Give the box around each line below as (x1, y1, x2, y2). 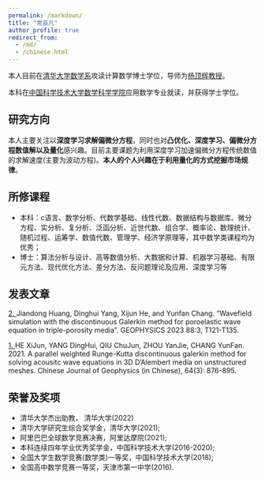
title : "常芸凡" (8, 19, 58, 27)
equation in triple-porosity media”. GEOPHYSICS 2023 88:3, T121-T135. (8, 325, 239, 335)
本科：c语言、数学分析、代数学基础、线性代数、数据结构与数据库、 (19, 212, 238, 222)
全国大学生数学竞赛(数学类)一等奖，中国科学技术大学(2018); (19, 453, 215, 462)
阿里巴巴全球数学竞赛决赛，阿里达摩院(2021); (19, 433, 167, 443)
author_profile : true (8, 26, 80, 34)
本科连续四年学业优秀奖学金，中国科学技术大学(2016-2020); (19, 443, 215, 452)
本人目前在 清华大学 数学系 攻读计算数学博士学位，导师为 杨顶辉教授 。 (8, 71, 230, 80)
